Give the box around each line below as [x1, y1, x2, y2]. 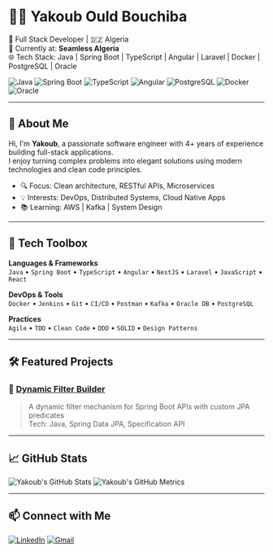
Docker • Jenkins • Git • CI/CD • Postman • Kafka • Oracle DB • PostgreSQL [8, 298, 254, 308]
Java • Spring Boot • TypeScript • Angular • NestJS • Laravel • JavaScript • [8, 266, 263, 276]
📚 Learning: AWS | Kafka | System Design [19, 202, 162, 212]
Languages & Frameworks [8, 258, 99, 268]
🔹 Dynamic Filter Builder [8, 383, 106, 394]
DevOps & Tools [8, 289, 63, 300]
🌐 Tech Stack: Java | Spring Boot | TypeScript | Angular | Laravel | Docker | [8, 52, 260, 62]
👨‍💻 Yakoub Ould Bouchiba [8, 7, 188, 26]
